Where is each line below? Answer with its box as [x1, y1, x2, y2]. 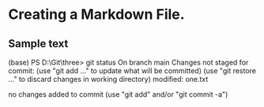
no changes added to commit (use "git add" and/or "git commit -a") [8, 90, 228, 99]
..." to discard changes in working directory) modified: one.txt [8, 75, 209, 83]
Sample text [8, 37, 69, 50]
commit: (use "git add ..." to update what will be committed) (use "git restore [8, 66, 257, 76]
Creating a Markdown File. [8, 6, 185, 24]
